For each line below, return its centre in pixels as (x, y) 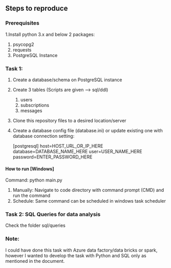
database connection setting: (44, 136)
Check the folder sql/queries (35, 225)
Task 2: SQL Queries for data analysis (53, 215)
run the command (31, 195)
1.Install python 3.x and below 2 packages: (50, 34)
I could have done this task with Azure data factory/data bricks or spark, (81, 250)
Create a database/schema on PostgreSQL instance (67, 80)
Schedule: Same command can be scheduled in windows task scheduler (89, 201)
